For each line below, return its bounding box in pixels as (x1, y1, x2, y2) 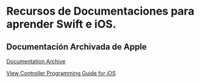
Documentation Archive (6, 58, 66, 65)
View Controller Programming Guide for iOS (6, 70, 116, 77)
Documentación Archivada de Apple (6, 41, 148, 52)
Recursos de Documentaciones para (6, 4, 195, 18)
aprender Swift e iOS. (6, 17, 116, 31)
